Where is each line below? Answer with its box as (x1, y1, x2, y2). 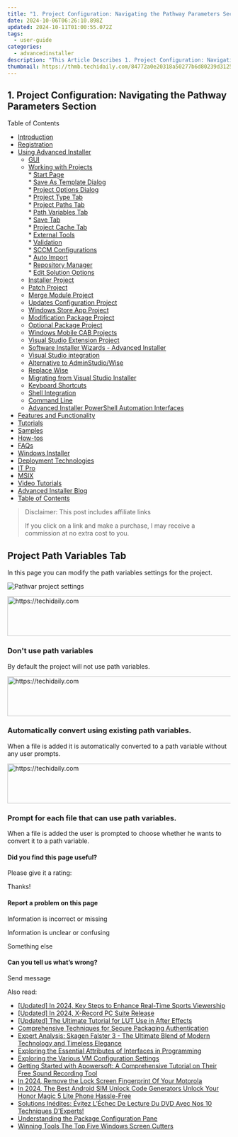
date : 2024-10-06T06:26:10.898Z (7, 17, 103, 24)
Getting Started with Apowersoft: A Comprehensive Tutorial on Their (17, 1061, 217, 1070)
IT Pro (17, 464, 35, 473)
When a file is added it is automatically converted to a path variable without (7, 742, 227, 750)
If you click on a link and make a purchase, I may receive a (24, 521, 195, 530)
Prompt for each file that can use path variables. (7, 813, 177, 822)
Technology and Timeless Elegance (17, 1039, 122, 1047)
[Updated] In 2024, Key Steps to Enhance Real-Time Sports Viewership (17, 1001, 225, 1009)
